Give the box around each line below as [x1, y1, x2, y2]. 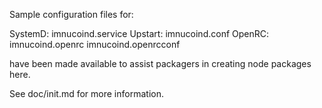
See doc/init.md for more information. [9, 88, 164, 99]
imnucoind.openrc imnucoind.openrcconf [9, 39, 181, 50]
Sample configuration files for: [9, 9, 134, 20]
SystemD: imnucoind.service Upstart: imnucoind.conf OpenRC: [9, 28, 270, 39]
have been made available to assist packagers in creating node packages [9, 58, 312, 69]
